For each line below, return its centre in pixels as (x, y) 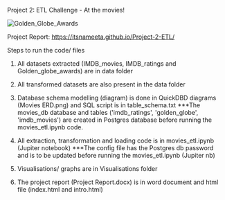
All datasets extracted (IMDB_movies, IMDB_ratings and (97, 64)
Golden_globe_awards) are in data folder (75, 71)
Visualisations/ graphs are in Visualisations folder (87, 169)
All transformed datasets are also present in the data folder (101, 84)
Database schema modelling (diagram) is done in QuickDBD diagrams (117, 98)
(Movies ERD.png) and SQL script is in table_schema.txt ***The (109, 105)
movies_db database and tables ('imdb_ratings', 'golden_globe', (108, 112)
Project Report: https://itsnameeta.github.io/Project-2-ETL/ (91, 37)
